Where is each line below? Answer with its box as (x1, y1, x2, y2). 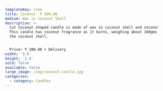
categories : (5, 74, 29, 79)
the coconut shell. (9, 34, 49, 39)
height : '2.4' (5, 56, 34, 61)
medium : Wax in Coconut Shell (5, 16, 66, 21)
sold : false (5, 61, 29, 65)
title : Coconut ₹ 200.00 (5, 12, 57, 16)
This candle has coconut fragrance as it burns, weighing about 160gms (9, 30, 158, 34)
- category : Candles (9, 78, 51, 84)
